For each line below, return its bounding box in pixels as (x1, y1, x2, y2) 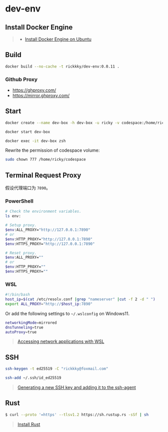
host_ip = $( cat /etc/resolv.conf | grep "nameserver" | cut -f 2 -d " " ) (5, 297, 155, 302)
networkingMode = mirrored (5, 320, 57, 325)
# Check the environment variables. (5, 209, 81, 214)
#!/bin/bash (5, 292, 30, 297)
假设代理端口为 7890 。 (5, 185, 51, 191)
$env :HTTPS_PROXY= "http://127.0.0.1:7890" (5, 241, 95, 246)
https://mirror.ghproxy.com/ (12, 92, 70, 98)
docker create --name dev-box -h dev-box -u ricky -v (5, 120, 120, 125)
